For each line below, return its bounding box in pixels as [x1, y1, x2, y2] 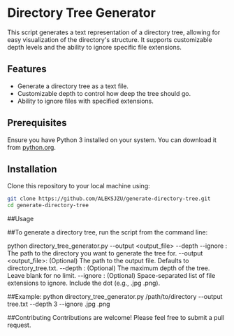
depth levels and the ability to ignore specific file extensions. [7, 43, 182, 51]
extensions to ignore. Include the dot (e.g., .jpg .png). [7, 279, 161, 288]
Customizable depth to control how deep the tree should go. [17, 89, 191, 97]
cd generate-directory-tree [7, 202, 89, 209]
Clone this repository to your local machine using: [7, 182, 150, 190]
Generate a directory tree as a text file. [17, 82, 129, 90]
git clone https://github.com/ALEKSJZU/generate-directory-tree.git [7, 195, 211, 202]
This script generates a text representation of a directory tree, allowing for [7, 28, 221, 36]
